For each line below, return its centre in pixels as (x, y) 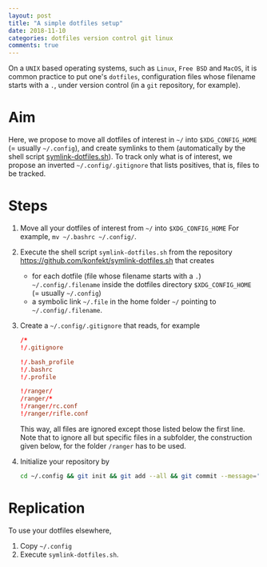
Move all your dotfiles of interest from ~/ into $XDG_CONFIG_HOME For (130, 228)
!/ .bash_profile (47, 362)
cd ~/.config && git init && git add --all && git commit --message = (138, 476)
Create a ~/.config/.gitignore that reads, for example (110, 325)
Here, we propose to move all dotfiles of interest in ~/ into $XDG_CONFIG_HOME (133, 140)
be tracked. (27, 174)
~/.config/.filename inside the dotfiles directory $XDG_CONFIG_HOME (141, 284)
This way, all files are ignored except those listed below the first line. (132, 429)
